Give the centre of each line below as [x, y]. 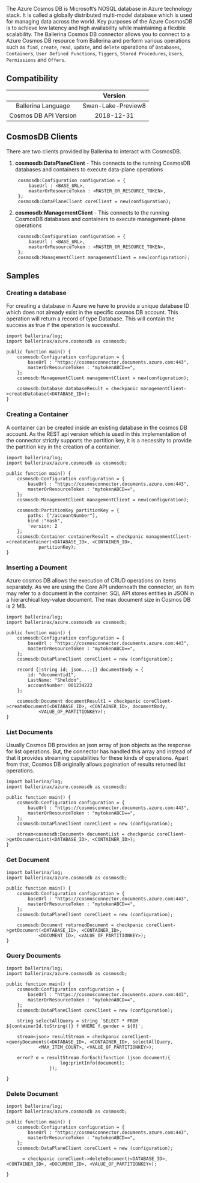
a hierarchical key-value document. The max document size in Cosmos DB [98, 599]
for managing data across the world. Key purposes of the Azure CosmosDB [99, 21]
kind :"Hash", [45, 521]
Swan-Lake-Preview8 [114, 106]
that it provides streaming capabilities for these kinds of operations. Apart [97, 758]
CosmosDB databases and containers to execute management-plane [100, 219]
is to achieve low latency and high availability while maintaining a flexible [96, 28]
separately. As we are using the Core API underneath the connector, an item [100, 587]
